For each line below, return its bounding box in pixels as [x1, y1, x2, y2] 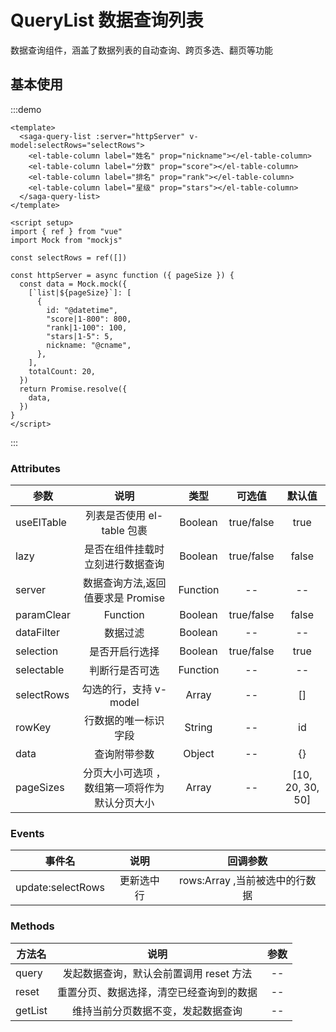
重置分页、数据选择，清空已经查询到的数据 [56, 985, 258, 999]
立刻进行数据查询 [84, 557, 165, 571]
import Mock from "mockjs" [10, 235, 123, 245]
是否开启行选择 [89, 645, 160, 659]
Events [10, 826, 45, 840]
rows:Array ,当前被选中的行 [178, 874, 307, 888]
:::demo [10, 103, 42, 115]
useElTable [15, 516, 67, 530]
